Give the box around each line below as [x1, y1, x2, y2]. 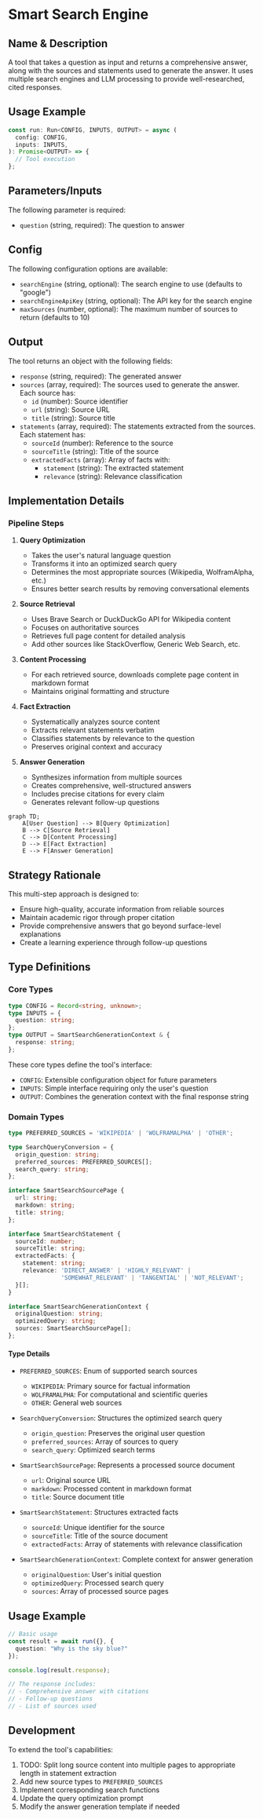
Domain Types [8, 1111, 64, 1122]
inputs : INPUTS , [15, 141, 68, 148]
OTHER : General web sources [31, 1398, 122, 1408]
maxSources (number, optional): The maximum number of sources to [19, 304, 238, 313]
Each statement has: [19, 429, 86, 439]
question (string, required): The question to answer [19, 220, 185, 229]
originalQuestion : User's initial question [31, 1570, 163, 1580]
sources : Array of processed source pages [31, 1587, 169, 1596]
